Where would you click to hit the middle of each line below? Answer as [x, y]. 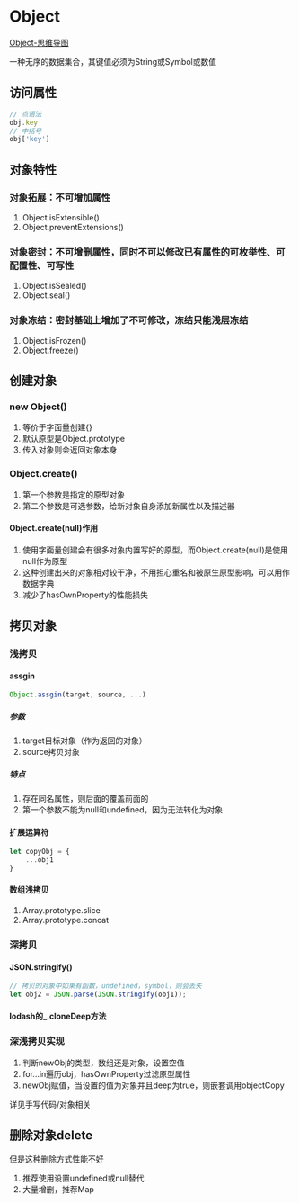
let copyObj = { [40, 852]
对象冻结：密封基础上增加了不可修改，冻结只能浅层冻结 [129, 320]
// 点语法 [26, 114]
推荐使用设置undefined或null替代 [83, 1178]
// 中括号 [26, 131]
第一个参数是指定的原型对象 [74, 494]
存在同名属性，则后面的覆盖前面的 [85, 799]
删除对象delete [51, 1136]
